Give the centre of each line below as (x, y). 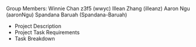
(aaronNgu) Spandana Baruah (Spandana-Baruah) (67, 15)
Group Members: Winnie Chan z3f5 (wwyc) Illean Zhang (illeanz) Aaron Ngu (98, 9)
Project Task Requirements (47, 32)
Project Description (38, 26)
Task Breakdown (35, 38)
